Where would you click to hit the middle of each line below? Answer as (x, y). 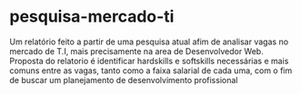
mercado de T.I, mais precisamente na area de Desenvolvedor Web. (136, 51)
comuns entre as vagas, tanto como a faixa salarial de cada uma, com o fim (151, 70)
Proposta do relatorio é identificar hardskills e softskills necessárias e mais (149, 61)
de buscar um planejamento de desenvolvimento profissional (124, 80)
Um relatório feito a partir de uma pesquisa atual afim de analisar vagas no (149, 42)
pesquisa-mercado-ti (92, 17)
